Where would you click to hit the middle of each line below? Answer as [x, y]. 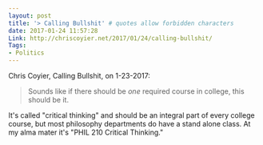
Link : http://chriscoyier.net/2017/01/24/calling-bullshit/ [111, 38]
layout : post [30, 16]
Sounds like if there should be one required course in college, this [136, 91]
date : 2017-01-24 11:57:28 [53, 30]
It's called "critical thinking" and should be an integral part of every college [131, 115]
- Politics [26, 53]
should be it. [48, 100]
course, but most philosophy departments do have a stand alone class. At [130, 124]
